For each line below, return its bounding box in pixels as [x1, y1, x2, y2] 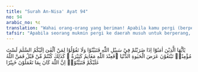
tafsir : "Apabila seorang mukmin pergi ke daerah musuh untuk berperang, [6, 30, 192, 36]
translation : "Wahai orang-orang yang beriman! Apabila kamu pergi [6, 25, 176, 31]
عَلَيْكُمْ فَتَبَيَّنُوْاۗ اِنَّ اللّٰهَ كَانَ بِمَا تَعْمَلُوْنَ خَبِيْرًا [6, 59, 100, 66]
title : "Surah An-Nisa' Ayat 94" [6, 8, 88, 15]
